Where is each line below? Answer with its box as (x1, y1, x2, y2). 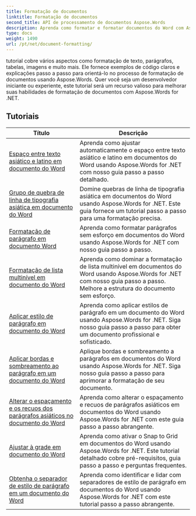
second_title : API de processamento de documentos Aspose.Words (6, 19, 166, 25)
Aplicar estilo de (9, 312, 54, 320)
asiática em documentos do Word (79, 192, 172, 200)
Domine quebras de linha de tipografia (79, 185, 185, 193)
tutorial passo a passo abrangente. (79, 500, 175, 508)
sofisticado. (79, 338, 112, 346)
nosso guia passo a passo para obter (79, 323, 181, 331)
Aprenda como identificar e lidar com (79, 470, 182, 479)
